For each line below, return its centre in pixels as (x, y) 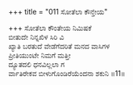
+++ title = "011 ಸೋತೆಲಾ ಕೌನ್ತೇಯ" (58, 12)
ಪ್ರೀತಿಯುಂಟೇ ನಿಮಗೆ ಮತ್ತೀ (39, 55)
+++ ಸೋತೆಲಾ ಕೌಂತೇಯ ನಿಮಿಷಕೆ (50, 28)
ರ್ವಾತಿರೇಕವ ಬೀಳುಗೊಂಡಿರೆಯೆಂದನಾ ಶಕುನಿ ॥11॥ (67, 73)
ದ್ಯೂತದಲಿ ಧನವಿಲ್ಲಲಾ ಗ (37, 64)
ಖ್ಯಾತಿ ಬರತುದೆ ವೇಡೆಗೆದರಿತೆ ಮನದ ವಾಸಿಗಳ (59, 46)
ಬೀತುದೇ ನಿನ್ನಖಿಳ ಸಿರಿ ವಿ (36, 37)
